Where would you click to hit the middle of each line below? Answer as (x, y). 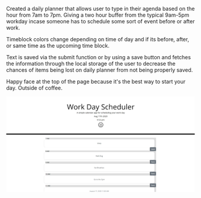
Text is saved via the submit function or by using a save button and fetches (99, 57)
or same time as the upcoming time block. (58, 45)
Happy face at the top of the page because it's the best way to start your (96, 81)
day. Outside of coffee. (34, 88)
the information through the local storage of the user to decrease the (91, 63)
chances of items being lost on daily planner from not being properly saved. (100, 70)
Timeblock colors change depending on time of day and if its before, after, (98, 39)
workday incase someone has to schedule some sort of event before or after (100, 21)
